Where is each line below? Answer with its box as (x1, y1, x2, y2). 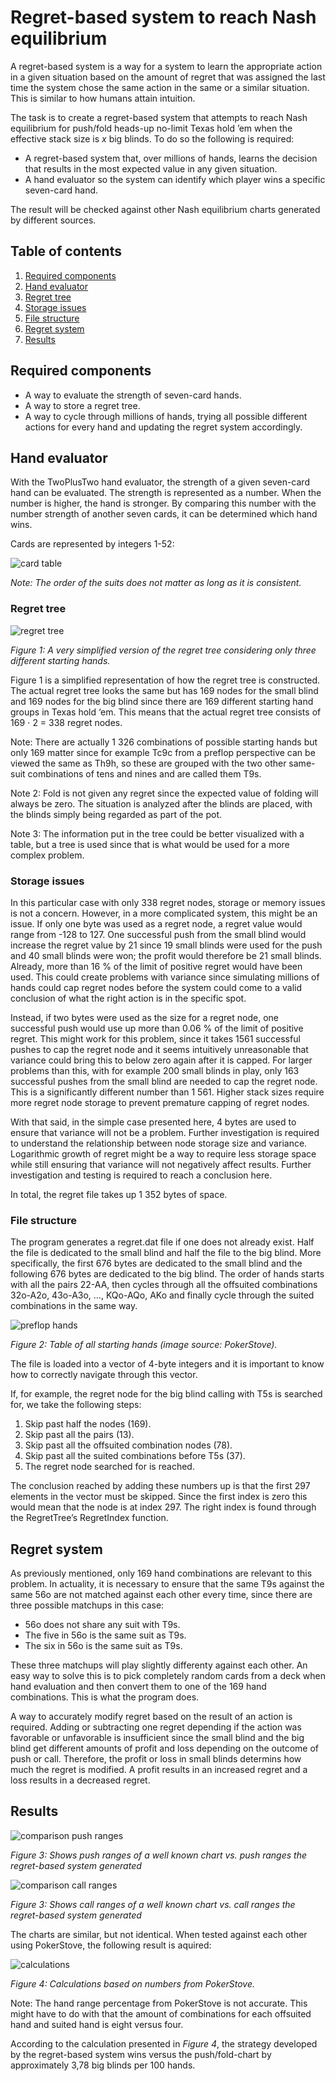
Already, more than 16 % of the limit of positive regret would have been (10, 960, 303, 972)
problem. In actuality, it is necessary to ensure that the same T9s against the (10, 1578, 325, 1590)
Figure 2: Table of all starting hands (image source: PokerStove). (10, 1339, 278, 1351)
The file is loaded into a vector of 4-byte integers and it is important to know (10, 1358, 325, 1370)
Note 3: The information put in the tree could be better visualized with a (10, 827, 305, 840)
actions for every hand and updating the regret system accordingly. (24, 421, 303, 433)
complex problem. (10, 849, 85, 861)
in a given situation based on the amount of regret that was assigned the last (10, 71, 326, 83)
